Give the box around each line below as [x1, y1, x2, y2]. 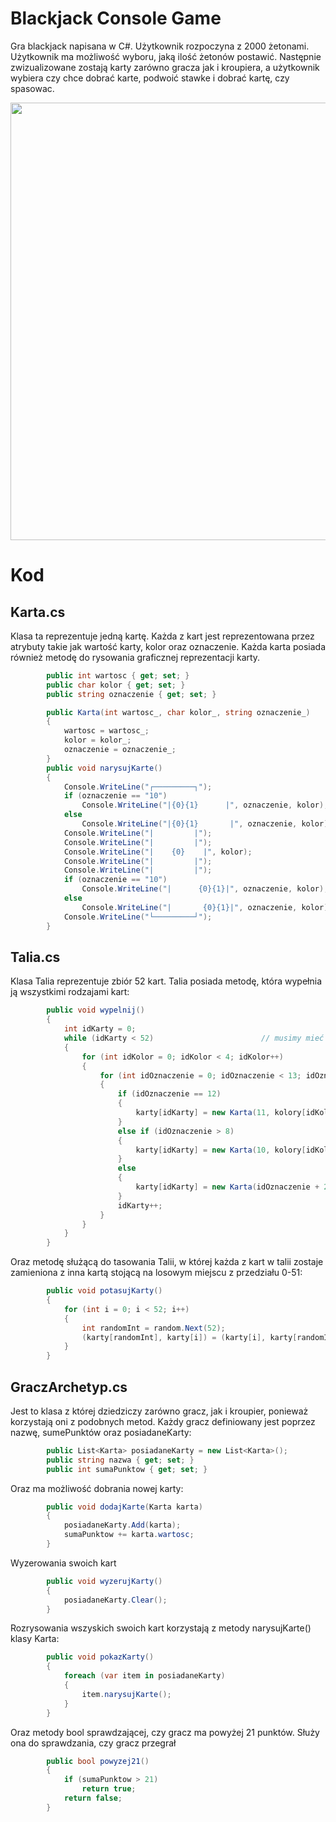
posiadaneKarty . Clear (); [63, 1595, 168, 1605]
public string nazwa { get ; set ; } [46, 1455, 195, 1465]
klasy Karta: [10, 1633, 60, 1645]
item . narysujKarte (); [81, 1689, 172, 1699]
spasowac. [10, 82, 55, 94]
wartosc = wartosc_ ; [63, 726, 150, 736]
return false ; [63, 1793, 123, 1804]
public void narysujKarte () [46, 763, 163, 773]
